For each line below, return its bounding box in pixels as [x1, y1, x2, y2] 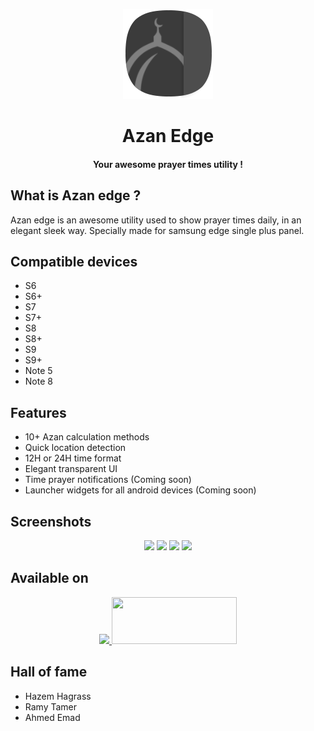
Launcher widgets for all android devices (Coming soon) [24, 484, 257, 496]
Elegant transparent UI [24, 463, 118, 475]
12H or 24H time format [24, 452, 122, 464]
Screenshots [10, 513, 92, 530]
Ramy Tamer [24, 700, 78, 713]
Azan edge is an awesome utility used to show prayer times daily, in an [10, 214, 302, 226]
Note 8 [24, 375, 53, 388]
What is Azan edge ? [10, 187, 142, 204]
